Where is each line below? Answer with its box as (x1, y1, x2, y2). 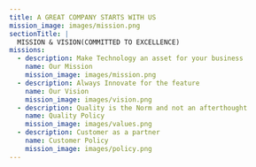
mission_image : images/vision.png (25, 95, 152, 104)
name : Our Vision (25, 87, 89, 95)
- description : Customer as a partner (17, 128, 161, 137)
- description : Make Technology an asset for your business (17, 54, 244, 63)
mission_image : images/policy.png (25, 144, 152, 153)
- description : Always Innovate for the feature (17, 79, 200, 87)
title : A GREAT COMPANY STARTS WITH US (9, 12, 157, 22)
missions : (9, 46, 46, 55)
